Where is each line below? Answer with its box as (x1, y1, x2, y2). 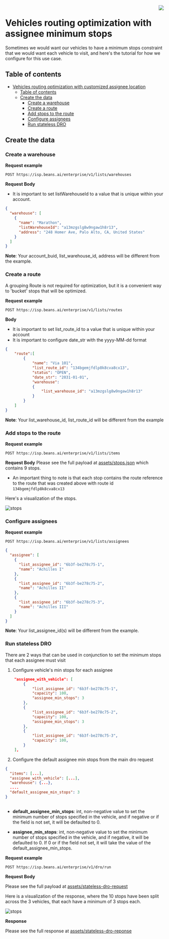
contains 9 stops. (5, 465, 41, 471)
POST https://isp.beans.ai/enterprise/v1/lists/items (5, 451, 121, 456)
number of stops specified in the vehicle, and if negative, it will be (12, 834, 149, 840)
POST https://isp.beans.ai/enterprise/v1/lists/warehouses (5, 172, 132, 178)
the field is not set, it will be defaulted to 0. (12, 819, 101, 825)
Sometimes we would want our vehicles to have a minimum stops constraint (5, 45, 162, 51)
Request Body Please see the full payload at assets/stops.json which (5, 460, 149, 466)
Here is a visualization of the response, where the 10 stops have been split (5, 893, 159, 899)
